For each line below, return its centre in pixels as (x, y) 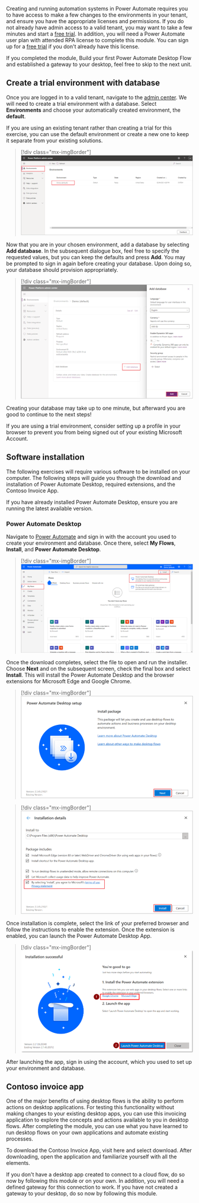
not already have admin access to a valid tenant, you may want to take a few (99, 27)
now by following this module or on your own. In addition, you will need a (95, 1181)
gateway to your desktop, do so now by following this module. (82, 1193)
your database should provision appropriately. (62, 270)
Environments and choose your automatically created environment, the (93, 110)
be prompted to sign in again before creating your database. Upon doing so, (99, 263)
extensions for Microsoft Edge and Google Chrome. (69, 681)
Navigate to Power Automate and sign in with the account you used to (91, 537)
